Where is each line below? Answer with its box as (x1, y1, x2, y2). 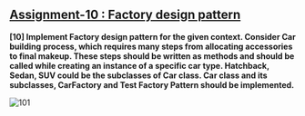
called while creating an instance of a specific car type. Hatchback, (9, 60, 270, 71)
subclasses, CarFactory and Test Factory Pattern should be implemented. (9, 79, 295, 90)
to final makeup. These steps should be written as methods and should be (9, 50, 295, 62)
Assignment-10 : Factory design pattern (9, 7, 241, 23)
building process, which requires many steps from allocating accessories (9, 41, 293, 52)
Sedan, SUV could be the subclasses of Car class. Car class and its (9, 70, 268, 81)
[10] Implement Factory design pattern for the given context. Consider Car (9, 31, 296, 42)
